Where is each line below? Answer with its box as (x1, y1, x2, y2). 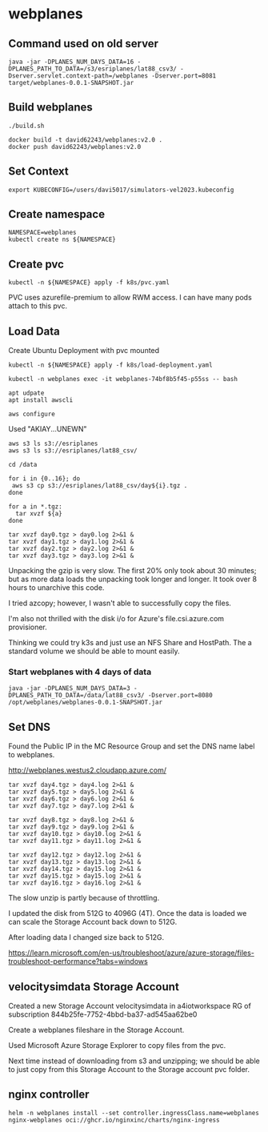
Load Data (8, 324, 60, 338)
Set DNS (8, 720, 50, 733)
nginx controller (8, 1088, 90, 1102)
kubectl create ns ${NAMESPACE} (8, 235, 116, 244)
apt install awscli (8, 396, 74, 404)
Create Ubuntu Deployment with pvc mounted (8, 346, 160, 355)
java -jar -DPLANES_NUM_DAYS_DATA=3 (8, 684, 130, 692)
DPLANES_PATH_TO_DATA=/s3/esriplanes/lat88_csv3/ (8, 65, 178, 73)
